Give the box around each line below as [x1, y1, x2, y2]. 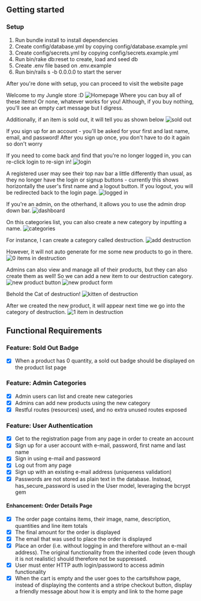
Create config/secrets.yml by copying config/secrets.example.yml [14, 49, 179, 56]
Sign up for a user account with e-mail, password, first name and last [14, 442, 186, 449]
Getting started [6, 5, 65, 15]
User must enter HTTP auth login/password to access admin [14, 561, 165, 569]
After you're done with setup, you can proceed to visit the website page [6, 80, 184, 87]
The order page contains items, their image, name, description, [14, 515, 171, 523]
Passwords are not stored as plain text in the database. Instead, [14, 475, 172, 482]
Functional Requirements [6, 326, 102, 336]
